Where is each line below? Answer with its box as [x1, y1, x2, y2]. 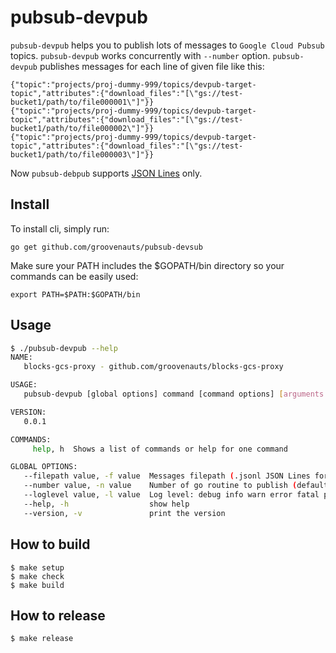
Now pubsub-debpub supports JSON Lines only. [10, 167, 203, 179]
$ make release [10, 634, 74, 644]
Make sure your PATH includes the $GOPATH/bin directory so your [10, 259, 285, 271]
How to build [10, 536, 91, 553]
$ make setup [10, 562, 65, 573]
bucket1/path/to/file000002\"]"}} [10, 123, 155, 133]
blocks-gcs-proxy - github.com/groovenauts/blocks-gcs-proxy [23, 362, 284, 372]
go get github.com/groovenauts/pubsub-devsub [10, 242, 203, 252]
